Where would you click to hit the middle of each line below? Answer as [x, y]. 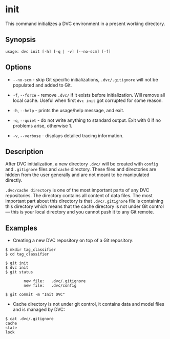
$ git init [17, 263]
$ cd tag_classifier [27, 255]
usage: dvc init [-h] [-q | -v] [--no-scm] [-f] [58, 51]
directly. [14, 180]
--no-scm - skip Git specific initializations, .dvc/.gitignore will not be [85, 79]
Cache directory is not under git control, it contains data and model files [89, 304]
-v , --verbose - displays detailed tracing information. [68, 135]
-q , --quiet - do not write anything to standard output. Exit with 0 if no [87, 120]
